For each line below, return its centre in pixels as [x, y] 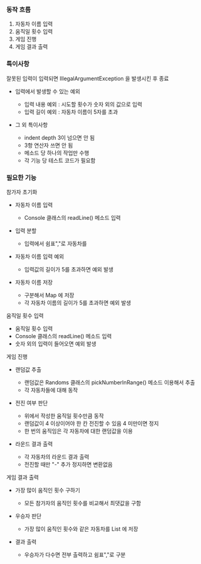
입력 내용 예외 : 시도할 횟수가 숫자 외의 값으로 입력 [83, 104]
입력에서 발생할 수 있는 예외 [48, 91]
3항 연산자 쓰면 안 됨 [49, 145]
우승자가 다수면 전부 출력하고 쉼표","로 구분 [75, 554]
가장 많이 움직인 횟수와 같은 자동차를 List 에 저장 [81, 529]
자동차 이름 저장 [34, 282]
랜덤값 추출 [28, 369]
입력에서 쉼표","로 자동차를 [55, 243]
